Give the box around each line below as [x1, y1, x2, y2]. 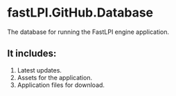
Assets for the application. [17, 73, 92, 81]
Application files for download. [17, 81, 105, 89]
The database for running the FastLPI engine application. [7, 28, 170, 36]
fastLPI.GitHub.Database [7, 5, 154, 21]
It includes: [7, 48, 57, 59]
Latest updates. [17, 66, 62, 74]
